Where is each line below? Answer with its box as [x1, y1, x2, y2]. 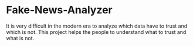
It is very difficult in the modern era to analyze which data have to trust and [6, 22, 188, 29]
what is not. [6, 34, 35, 41]
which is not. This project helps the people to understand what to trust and [6, 28, 187, 35]
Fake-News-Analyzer [6, 3, 113, 17]
